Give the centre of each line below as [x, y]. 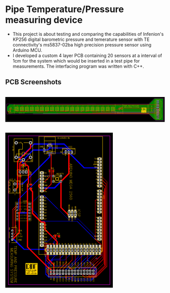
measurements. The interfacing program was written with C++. [78, 66]
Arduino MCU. [27, 50]
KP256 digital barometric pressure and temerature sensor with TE [81, 39]
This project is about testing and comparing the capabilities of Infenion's [88, 34]
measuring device [44, 20]
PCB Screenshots [33, 82]
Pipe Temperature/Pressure [65, 9]
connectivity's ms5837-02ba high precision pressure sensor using [82, 44]
